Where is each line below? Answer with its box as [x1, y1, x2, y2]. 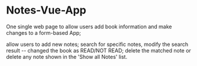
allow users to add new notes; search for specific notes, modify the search [6, 41, 188, 48]
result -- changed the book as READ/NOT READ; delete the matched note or [6, 47, 191, 54]
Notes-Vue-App [6, 4, 87, 17]
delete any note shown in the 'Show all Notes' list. [6, 53, 128, 60]
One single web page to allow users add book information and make [6, 23, 172, 30]
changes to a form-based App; [6, 29, 82, 36]
